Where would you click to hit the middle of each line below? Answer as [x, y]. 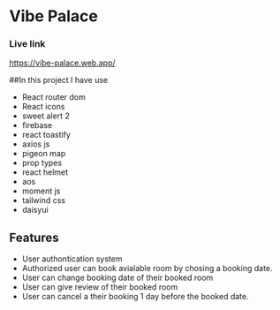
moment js [41, 191]
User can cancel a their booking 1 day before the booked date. [135, 297]
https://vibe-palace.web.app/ [62, 63]
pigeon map [44, 154]
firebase [37, 125]
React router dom [54, 97]
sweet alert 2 [46, 116]
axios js [36, 144]
